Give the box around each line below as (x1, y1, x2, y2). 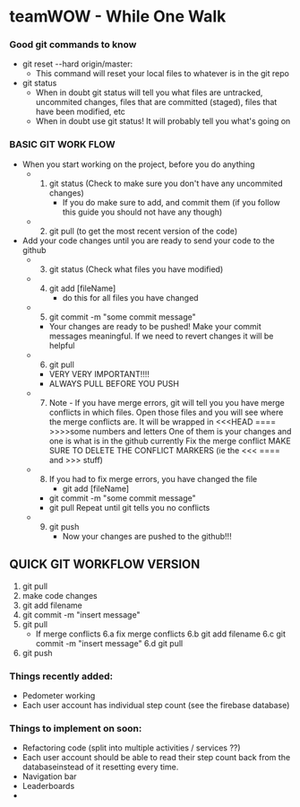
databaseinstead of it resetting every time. (21, 761, 179, 773)
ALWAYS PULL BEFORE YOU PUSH (48, 378, 179, 389)
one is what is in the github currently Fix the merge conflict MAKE (48, 435, 291, 446)
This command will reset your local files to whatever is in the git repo (35, 68, 289, 79)
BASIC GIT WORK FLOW (9, 138, 116, 151)
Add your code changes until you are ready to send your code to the (21, 235, 275, 246)
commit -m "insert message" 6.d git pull (35, 637, 184, 648)
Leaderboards (21, 781, 75, 792)
